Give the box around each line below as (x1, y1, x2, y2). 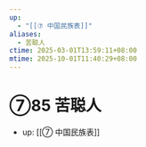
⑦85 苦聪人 (9, 95, 102, 116)
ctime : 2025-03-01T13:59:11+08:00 (9, 46, 138, 55)
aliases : (9, 29, 42, 38)
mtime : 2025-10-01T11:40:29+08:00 (9, 54, 138, 63)
